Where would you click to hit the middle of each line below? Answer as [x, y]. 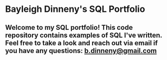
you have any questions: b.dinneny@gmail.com [81, 51]
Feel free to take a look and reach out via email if [82, 43]
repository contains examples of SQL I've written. [84, 35]
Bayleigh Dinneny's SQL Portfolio [75, 9]
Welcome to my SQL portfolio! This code [69, 28]
